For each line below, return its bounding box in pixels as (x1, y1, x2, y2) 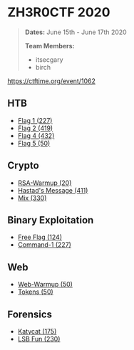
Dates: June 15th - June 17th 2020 (24, 28, 127, 36)
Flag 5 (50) (17, 139, 51, 147)
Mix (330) (17, 193, 47, 202)
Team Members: (24, 41, 75, 50)
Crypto (7, 159, 39, 171)
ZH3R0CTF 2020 (7, 4, 110, 21)
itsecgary (35, 55, 63, 64)
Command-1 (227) (17, 240, 71, 249)
